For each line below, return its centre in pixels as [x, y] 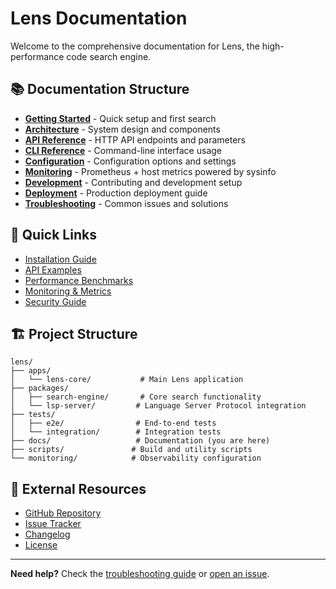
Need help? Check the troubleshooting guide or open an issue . [140, 574]
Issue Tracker [53, 524]
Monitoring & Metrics [68, 291]
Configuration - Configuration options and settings [130, 161]
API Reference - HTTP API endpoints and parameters [135, 139]
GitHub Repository [63, 513]
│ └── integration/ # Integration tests [116, 432]
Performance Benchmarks [79, 280]
